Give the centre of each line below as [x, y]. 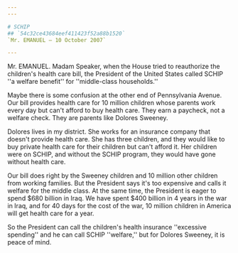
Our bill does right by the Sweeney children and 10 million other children [113, 176]
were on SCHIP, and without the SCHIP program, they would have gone [112, 154]
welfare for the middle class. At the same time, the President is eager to [112, 191]
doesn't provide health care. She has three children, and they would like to [116, 139]
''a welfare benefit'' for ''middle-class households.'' [83, 82]
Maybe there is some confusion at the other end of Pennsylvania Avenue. [115, 95]
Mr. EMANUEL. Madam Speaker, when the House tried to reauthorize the [114, 66]
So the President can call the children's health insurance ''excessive [107, 227]
